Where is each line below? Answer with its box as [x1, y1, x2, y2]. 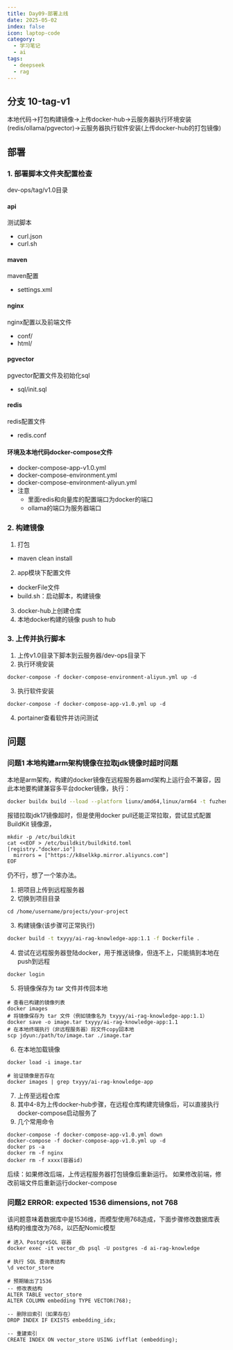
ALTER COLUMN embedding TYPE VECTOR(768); [7, 1297, 132, 1304]
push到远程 [17, 958, 51, 966]
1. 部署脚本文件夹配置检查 [7, 168, 92, 178]
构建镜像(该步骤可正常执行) [17, 921, 96, 930]
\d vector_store [7, 1264, 54, 1271]
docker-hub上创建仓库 [17, 606, 82, 614]
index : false [7, 23, 45, 30]
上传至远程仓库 [17, 1091, 60, 1100]
